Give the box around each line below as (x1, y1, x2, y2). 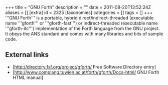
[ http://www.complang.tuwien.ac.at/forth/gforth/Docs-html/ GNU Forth (12, 69, 159, 75)
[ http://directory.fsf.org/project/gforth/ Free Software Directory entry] (12, 63, 156, 69)
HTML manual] (12, 74, 44, 80)
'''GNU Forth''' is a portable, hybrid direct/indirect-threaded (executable (5, 15, 154, 20)
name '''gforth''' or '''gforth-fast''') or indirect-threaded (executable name (5, 20, 158, 26)
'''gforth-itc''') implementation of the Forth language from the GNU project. (5, 25, 160, 31)
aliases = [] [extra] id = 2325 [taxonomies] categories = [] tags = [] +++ (5, 9, 153, 15)
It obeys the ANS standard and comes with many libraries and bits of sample (5, 31, 163, 36)
